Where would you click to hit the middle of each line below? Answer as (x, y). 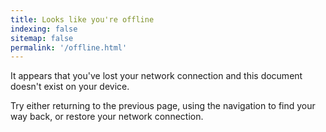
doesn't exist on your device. (70, 87)
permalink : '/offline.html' (69, 47)
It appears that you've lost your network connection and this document (156, 76)
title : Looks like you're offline (82, 19)
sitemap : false (42, 38)
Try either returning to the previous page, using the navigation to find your (163, 106)
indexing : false (44, 29)
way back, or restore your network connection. (107, 117)
